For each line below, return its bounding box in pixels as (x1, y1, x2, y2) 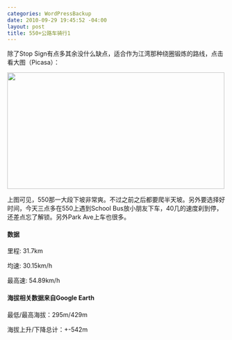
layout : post (7, 23, 45, 30)
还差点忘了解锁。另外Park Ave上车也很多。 (7, 213, 131, 221)
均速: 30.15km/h (7, 261, 53, 270)
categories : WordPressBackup (7, 10, 92, 17)
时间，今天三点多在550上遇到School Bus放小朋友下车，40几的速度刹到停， (7, 204, 223, 213)
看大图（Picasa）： (7, 58, 60, 67)
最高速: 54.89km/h (7, 276, 60, 285)
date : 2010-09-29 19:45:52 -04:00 (7, 17, 108, 24)
